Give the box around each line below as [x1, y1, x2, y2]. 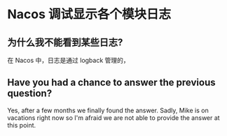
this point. [7, 121, 36, 129]
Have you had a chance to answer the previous [7, 77, 216, 89]
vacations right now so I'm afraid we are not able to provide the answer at [7, 113, 220, 122]
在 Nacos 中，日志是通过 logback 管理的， [7, 56, 130, 64]
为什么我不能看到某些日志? [7, 36, 123, 48]
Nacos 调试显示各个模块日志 [7, 6, 172, 22]
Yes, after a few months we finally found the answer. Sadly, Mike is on [7, 106, 209, 114]
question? [7, 88, 53, 100]
